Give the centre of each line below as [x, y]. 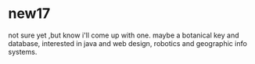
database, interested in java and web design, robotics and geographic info [128, 43]
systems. [23, 52]
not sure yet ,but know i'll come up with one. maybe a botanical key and [124, 35]
